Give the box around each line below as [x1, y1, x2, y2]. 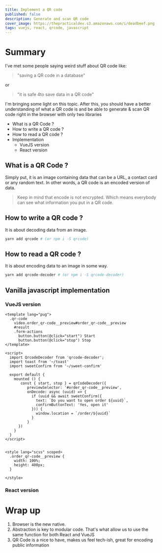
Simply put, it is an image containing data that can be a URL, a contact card [5, 174, 157, 180]
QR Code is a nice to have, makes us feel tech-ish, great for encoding [12, 537, 153, 543]
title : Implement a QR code [5, 7, 63, 12]
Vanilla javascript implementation [5, 286, 110, 294]
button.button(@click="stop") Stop [18, 338, 91, 343]
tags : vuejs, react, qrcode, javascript [5, 26, 89, 30]
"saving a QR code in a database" [17, 72, 85, 79]
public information [12, 542, 50, 548]
